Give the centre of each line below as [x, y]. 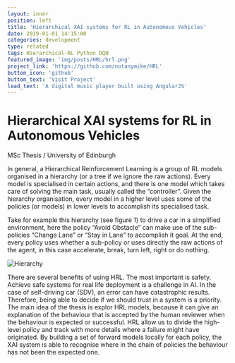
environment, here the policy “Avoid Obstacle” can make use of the [105, 228]
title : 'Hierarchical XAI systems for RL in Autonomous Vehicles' [107, 27]
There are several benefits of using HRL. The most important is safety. [109, 277]
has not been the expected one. [54, 352]
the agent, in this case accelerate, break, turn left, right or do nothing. [108, 250]
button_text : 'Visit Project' [52, 79]
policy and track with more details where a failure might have [111, 330]
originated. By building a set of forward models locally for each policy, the [115, 337]
